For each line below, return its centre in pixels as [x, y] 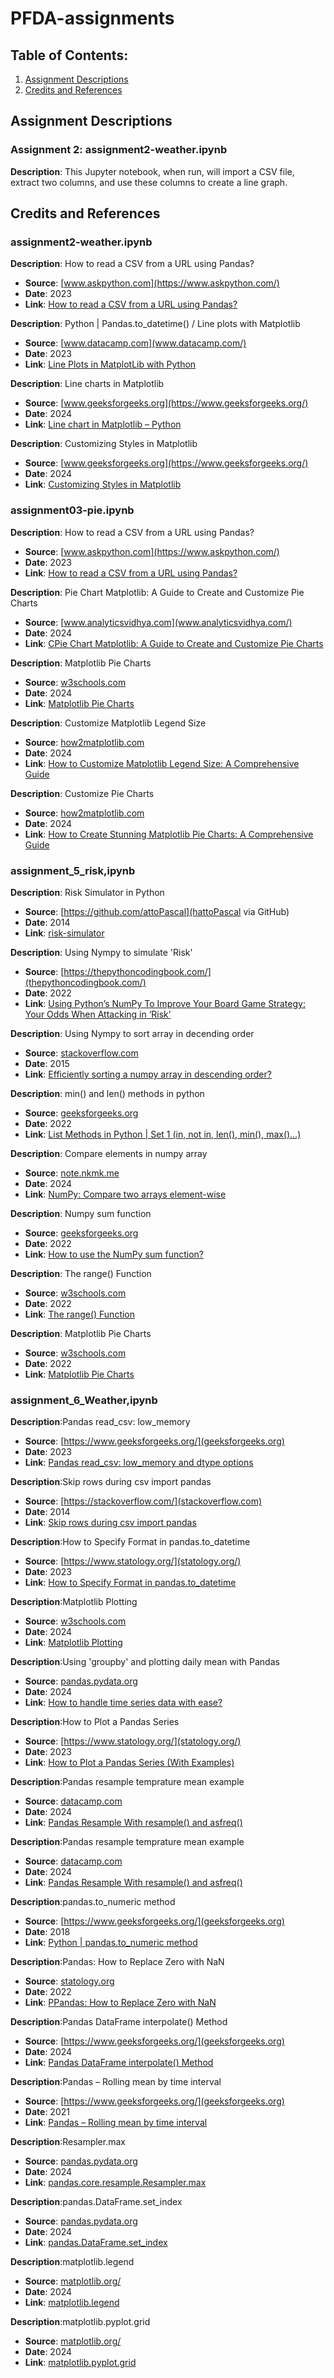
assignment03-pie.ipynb [72, 510]
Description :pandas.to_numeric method [93, 1902]
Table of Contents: [69, 55]
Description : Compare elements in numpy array [109, 1153]
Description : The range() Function [81, 1273]
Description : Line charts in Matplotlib [87, 384]
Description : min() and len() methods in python [107, 1093]
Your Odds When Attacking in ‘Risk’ [98, 1014]
